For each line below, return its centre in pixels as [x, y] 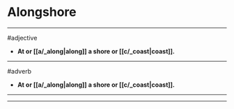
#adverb [19, 71]
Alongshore [42, 12]
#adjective [22, 37]
